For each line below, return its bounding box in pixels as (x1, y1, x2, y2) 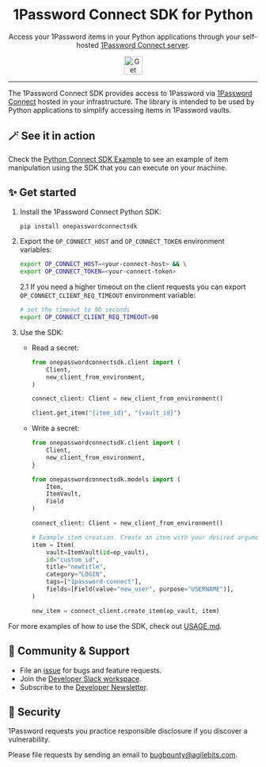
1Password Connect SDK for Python (13, 6, 253, 24)
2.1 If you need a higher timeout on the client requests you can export (19, 282, 246, 291)
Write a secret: (31, 423, 80, 434)
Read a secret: (31, 343, 79, 353)
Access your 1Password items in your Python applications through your (8, 32, 241, 41)
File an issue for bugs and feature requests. (19, 665, 162, 675)
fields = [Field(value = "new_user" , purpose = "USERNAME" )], (46, 585, 234, 593)
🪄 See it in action (8, 129, 96, 143)
